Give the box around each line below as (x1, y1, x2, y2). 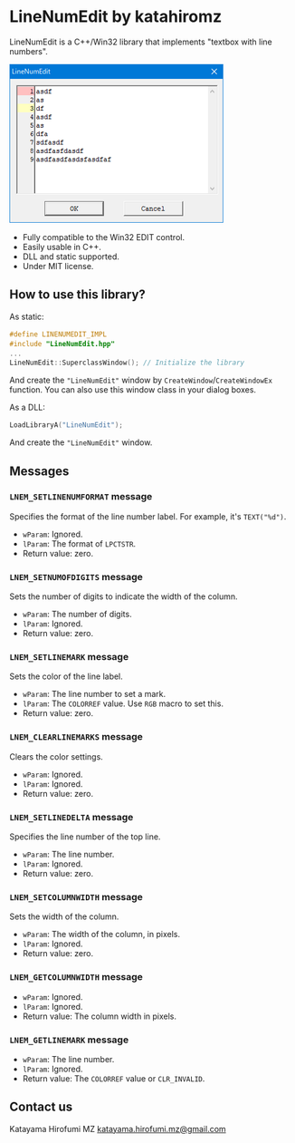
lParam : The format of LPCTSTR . (22, 538, 137, 549)
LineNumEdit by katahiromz (9, 6, 223, 27)
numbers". (9, 45, 48, 56)
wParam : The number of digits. (22, 609, 133, 620)
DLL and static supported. (22, 251, 120, 262)
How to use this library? (9, 287, 147, 303)
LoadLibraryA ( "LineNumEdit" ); (9, 421, 124, 430)
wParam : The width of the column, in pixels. (22, 929, 181, 940)
